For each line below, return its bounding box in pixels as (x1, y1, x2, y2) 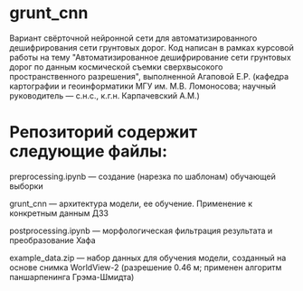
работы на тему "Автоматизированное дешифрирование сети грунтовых (9, 52, 291, 62)
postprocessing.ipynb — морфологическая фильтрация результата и (9, 225, 273, 236)
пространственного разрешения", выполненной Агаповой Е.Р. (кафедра (9, 70, 289, 81)
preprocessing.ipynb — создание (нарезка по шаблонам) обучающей (9, 171, 276, 182)
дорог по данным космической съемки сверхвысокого (9, 61, 223, 72)
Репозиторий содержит (9, 122, 198, 143)
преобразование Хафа (9, 234, 97, 246)
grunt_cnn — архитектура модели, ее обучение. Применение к (9, 198, 253, 209)
